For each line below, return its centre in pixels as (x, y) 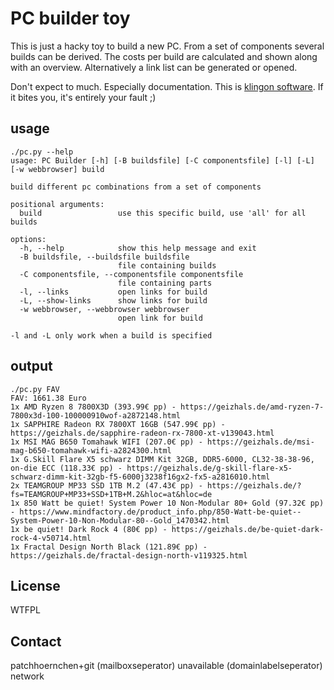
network (27, 676)
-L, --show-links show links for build (113, 300)
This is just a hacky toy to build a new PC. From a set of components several (167, 46)
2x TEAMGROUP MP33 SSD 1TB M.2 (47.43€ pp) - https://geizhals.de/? (156, 485)
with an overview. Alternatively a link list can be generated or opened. (154, 67)
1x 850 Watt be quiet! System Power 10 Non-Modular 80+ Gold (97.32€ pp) (167, 503)
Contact (36, 641)
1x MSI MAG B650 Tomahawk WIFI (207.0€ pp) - (106, 442)
